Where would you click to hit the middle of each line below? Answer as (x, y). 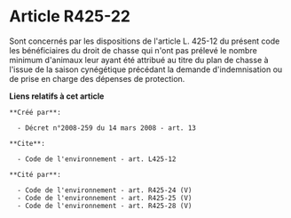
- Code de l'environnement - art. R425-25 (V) (105, 198)
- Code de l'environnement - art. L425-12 (97, 159)
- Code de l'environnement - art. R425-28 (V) (105, 206)
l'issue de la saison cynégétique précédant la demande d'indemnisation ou (146, 69)
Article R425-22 (70, 16)
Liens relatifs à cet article (57, 96)
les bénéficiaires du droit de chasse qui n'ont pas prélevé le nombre (133, 50)
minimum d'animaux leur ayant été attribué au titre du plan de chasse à (139, 60)
